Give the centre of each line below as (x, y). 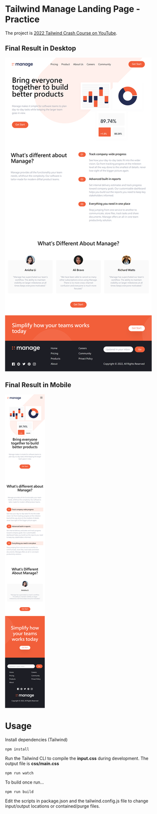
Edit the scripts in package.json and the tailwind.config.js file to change (77, 801)
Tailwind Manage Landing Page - (73, 9)
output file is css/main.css (32, 764)
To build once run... (25, 782)
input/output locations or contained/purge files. (52, 806)
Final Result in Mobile (38, 385)
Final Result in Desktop (41, 48)
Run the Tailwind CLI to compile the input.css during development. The (77, 758)
